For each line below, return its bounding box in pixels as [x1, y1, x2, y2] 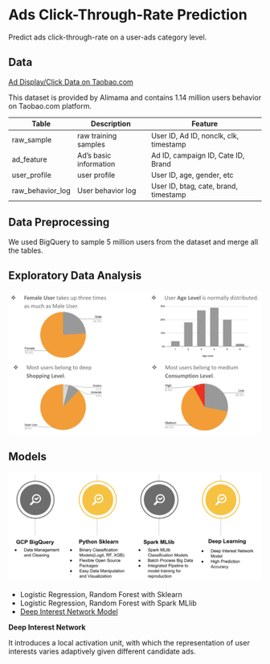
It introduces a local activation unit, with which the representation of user [8, 637, 251, 647]
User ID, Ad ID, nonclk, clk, [151, 130, 239, 140]
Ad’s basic [77, 151, 112, 160]
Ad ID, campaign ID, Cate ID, [151, 151, 245, 160]
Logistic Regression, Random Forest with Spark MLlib [19, 598, 197, 608]
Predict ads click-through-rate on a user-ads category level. [8, 32, 207, 42]
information [77, 159, 116, 168]
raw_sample [11, 135, 52, 144]
